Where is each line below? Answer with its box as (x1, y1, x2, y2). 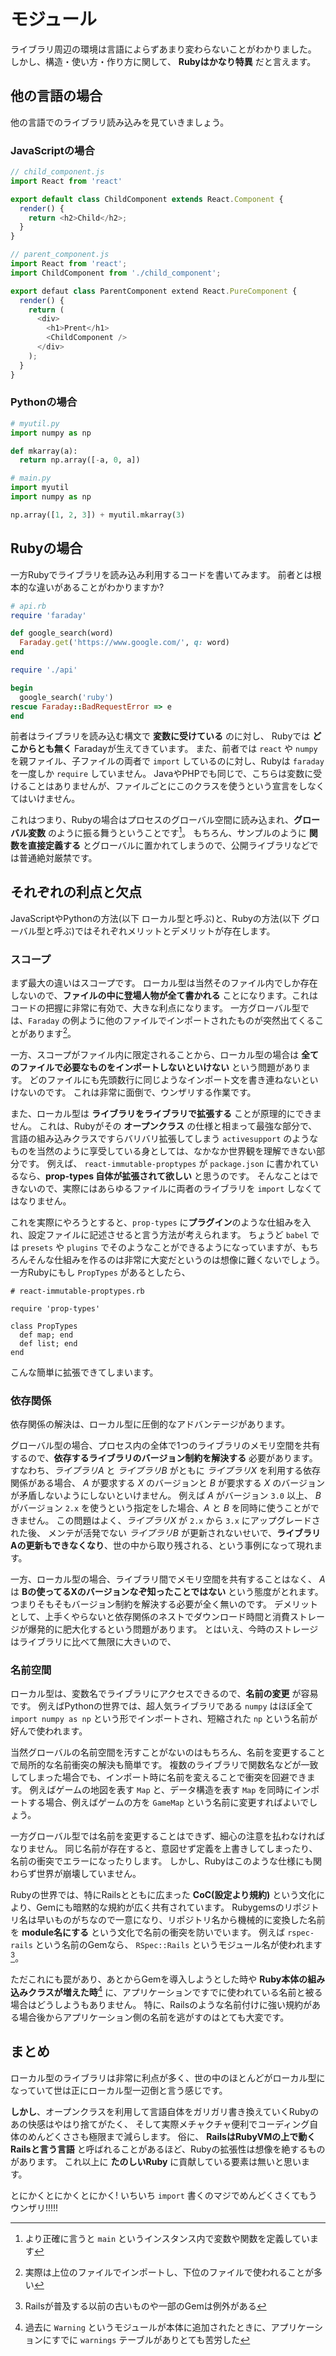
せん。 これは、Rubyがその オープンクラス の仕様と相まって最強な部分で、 (10, 1120, 318, 1132)
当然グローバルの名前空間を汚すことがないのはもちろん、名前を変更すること (10, 1746, 326, 1759)
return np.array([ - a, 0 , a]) (19, 455, 141, 465)
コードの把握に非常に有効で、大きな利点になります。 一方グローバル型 (10, 1002, 301, 1014)
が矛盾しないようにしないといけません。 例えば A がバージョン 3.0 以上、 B (10, 1490, 322, 1502)
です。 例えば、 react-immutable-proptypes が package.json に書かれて (18, 1157, 310, 1169)
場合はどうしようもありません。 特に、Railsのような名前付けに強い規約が (10, 1998, 313, 2010)
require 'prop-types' (10, 1303, 101, 1314)
